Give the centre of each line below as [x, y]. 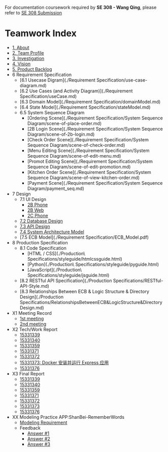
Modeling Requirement [43, 422]
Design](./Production [42, 297]
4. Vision [21, 64]
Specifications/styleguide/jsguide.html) [68, 275]
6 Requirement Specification [42, 74]
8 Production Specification [40, 242]
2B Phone [38, 205]
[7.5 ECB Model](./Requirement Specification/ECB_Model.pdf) [84, 237]
